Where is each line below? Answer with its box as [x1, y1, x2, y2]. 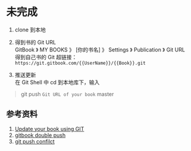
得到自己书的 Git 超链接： [14, 53, 77, 60]
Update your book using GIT [14, 125, 84, 132]
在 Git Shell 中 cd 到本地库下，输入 [14, 78, 100, 86]
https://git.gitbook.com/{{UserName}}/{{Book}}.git [14, 60, 146, 66]
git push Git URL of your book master [20, 90, 114, 98]
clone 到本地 [14, 26, 46, 33]
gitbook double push [14, 131, 66, 139]
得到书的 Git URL [14, 38, 57, 46]
